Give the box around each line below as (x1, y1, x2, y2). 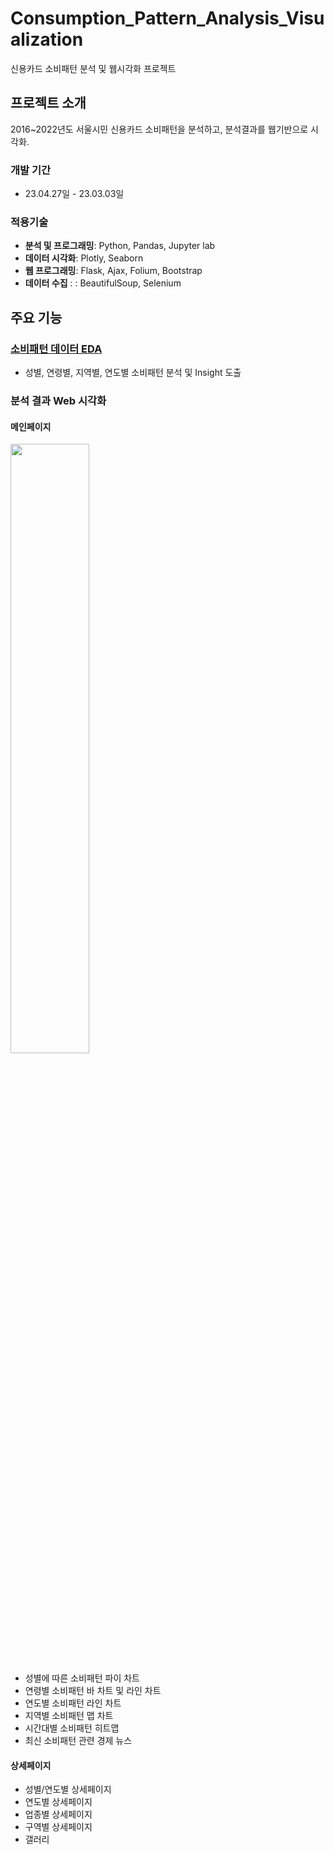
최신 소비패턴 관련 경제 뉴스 (24, 1735, 133, 1747)
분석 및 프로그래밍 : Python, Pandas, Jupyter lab (24, 240, 216, 252)
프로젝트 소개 (10, 95, 87, 112)
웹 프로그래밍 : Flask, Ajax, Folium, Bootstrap (24, 265, 203, 277)
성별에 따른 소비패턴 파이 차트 (24, 1672, 140, 1684)
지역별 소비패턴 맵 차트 (24, 1710, 114, 1722)
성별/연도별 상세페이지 (24, 1783, 112, 1796)
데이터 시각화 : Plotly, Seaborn (24, 252, 144, 264)
